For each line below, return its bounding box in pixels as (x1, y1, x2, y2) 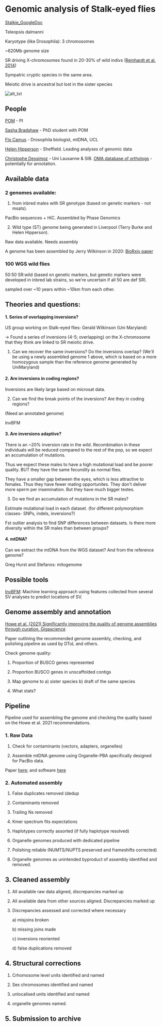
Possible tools (5, 576, 49, 584)
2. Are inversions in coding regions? (5, 375, 79, 381)
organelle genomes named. (12, 1000, 67, 1006)
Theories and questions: (5, 300, 81, 309)
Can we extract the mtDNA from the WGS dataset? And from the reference (5, 547, 154, 553)
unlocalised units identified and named (12, 991, 90, 997)
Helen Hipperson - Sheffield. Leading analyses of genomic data (5, 146, 132, 152)
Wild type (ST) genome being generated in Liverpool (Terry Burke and (12, 224, 152, 230)
